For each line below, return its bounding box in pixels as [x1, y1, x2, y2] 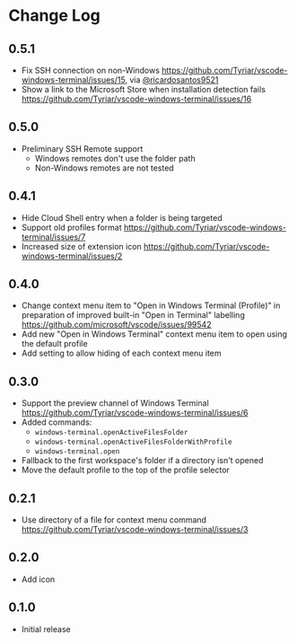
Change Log [8, 5, 100, 26]
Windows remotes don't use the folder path [34, 153, 196, 163]
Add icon [21, 574, 56, 585]
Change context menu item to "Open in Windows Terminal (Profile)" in [21, 300, 281, 311]
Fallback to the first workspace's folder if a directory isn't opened [21, 455, 264, 466]
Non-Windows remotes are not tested [34, 163, 174, 173]
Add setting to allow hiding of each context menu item [21, 347, 222, 359]
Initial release [21, 623, 71, 634]
